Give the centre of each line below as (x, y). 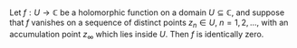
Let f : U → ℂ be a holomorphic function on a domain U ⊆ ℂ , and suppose (147, 12)
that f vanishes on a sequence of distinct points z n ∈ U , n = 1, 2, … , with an (149, 23)
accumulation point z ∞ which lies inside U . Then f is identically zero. (137, 35)
